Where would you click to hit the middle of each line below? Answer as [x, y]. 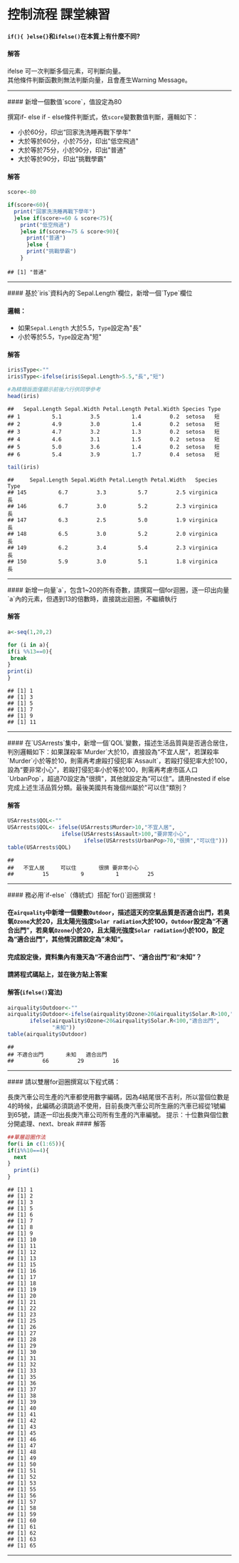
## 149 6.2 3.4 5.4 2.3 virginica [113, 548]
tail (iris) [23, 467]
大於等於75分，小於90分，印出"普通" [72, 150]
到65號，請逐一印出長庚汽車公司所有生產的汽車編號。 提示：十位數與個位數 [118, 1114]
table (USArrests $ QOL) [39, 847]
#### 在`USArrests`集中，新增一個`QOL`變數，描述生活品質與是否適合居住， [119, 743]
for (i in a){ [28, 645]
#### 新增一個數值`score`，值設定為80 [65, 101]
